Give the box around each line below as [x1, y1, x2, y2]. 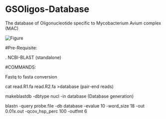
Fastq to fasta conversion [5, 73, 57, 79]
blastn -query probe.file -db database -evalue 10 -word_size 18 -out [5, 102, 145, 108]
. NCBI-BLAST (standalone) [5, 54, 61, 60]
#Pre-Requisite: [5, 44, 37, 50]
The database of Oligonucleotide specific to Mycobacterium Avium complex [5, 20, 162, 26]
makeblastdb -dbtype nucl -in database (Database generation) [5, 93, 134, 99]
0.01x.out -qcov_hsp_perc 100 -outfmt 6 [5, 108, 87, 114]
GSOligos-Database [5, 3, 90, 15]
